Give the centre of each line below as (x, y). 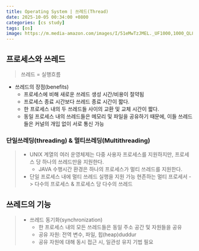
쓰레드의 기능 (29, 204)
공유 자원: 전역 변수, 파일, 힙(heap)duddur (87, 234)
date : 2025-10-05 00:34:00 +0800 (47, 17)
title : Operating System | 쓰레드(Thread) (57, 12)
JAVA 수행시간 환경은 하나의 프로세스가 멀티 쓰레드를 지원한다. (110, 169)
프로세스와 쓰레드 (36, 59)
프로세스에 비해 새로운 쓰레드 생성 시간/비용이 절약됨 (84, 94)
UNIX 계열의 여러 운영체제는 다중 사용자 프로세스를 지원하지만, (101, 155)
